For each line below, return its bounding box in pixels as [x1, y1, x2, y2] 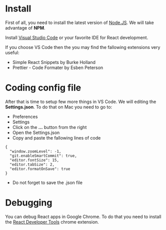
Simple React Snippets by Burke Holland [12, 59, 96, 65]
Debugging [5, 197, 52, 208]
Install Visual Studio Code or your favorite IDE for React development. [5, 34, 148, 40]
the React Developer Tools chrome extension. [5, 218, 99, 225]
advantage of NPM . [5, 24, 45, 30]
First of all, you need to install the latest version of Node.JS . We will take [5, 19, 154, 25]
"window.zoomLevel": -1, [9, 148, 61, 154]
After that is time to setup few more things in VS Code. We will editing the [5, 98, 156, 104]
